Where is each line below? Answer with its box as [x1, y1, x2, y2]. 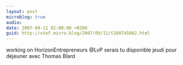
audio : [6, 19, 22, 25]
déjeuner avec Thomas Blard [6, 53, 75, 60]
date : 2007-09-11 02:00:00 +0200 [6, 25, 88, 31]
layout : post [6, 8, 38, 15]
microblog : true [6, 14, 46, 20]
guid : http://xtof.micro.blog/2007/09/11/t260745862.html [6, 30, 150, 36]
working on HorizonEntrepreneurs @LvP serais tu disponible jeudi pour [6, 46, 177, 53]
